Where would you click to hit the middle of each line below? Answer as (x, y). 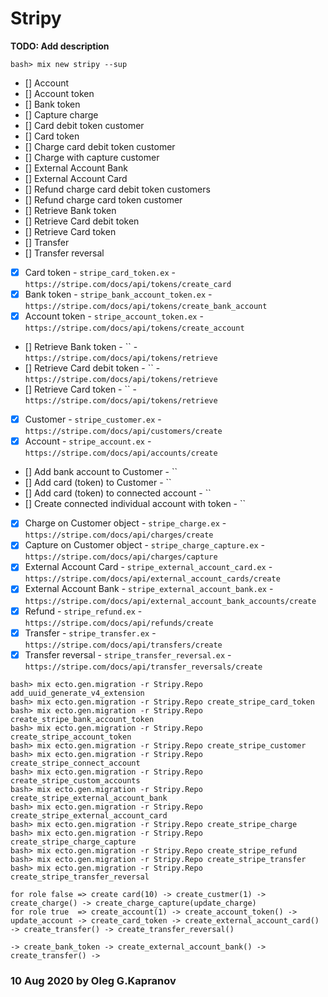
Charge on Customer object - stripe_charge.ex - (125, 523)
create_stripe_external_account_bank (89, 798)
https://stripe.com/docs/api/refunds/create (119, 623)
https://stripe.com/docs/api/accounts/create (121, 453)
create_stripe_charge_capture (73, 842)
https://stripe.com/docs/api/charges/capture (121, 557)
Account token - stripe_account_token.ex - (114, 316)
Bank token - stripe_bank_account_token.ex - (118, 294)
